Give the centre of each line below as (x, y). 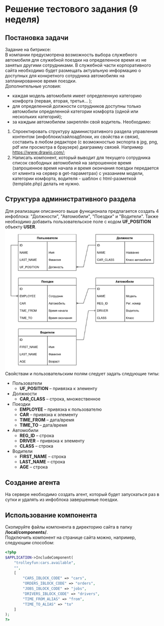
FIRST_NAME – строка (43, 457)
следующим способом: (30, 542)
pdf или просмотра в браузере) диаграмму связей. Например (78, 147)
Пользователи (27, 383)
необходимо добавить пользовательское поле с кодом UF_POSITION (78, 221)
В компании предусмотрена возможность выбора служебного (71, 55)
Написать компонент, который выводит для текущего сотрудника (81, 158)
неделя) (23, 19)
